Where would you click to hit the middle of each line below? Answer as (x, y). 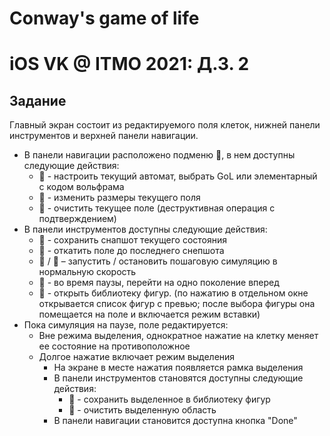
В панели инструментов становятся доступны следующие (178, 378)
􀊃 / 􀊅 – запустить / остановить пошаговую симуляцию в (158, 261)
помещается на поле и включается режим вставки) (149, 314)
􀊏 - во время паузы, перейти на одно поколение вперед (159, 283)
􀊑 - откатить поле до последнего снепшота (131, 251)
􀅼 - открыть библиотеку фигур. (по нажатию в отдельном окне (173, 293)
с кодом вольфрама (81, 187)
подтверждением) (77, 219)
